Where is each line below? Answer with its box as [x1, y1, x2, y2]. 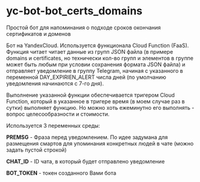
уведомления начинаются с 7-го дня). [6, 79, 104, 87]
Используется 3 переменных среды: [6, 122, 101, 129]
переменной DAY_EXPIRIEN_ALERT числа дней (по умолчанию [6, 73, 166, 81]
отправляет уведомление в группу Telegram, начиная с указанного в [6, 67, 183, 74]
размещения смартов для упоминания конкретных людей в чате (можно [6, 140, 194, 147]
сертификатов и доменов [6, 30, 71, 37]
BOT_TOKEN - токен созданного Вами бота [6, 169, 117, 177]
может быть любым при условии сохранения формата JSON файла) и [6, 61, 186, 68]
